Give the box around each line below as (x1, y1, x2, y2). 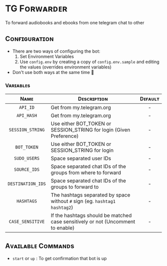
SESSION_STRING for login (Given (50, 127, 131, 133)
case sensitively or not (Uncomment (50, 218, 135, 225)
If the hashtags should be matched (50, 212, 132, 219)
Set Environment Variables (19, 53, 74, 59)
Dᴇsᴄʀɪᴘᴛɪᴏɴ (78, 95, 108, 102)
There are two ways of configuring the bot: (12, 48, 100, 54)
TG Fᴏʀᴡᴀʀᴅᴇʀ (5, 3, 68, 14)
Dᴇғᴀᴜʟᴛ (140, 95, 160, 102)
